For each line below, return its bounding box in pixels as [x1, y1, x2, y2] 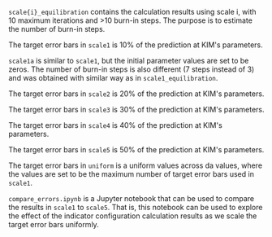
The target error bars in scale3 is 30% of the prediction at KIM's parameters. [8, 105, 265, 114]
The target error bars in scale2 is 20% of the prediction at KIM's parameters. [8, 89, 265, 99]
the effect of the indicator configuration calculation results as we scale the [8, 211, 257, 221]
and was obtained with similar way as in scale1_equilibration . [8, 73, 218, 82]
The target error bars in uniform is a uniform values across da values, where [8, 160, 262, 170]
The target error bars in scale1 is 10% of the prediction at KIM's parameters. [8, 40, 264, 50]
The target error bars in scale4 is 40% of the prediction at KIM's [8, 121, 223, 129]
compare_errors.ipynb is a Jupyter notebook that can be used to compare [8, 194, 255, 203]
